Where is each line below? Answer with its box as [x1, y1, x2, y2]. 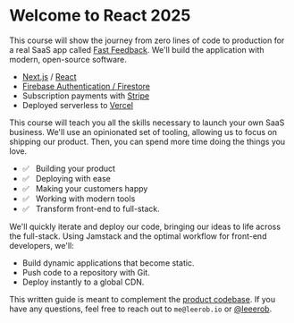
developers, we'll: [9, 240, 74, 251]
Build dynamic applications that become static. [21, 257, 195, 268]
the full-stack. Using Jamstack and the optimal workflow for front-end [9, 230, 267, 242]
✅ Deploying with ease [21, 173, 112, 183]
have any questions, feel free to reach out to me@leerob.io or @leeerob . [9, 303, 273, 314]
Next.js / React [21, 71, 77, 81]
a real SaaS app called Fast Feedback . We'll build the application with [9, 44, 265, 55]
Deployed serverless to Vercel [21, 99, 134, 110]
